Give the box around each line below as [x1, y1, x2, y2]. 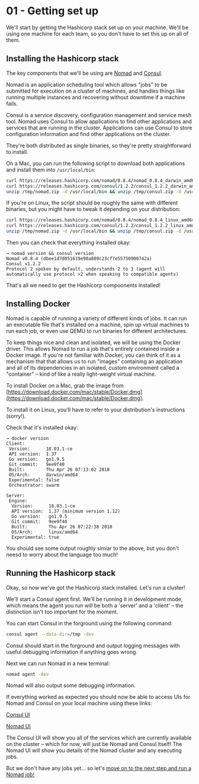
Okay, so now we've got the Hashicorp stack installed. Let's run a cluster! [6, 584, 185, 591]
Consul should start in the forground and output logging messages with [6, 642, 181, 649]
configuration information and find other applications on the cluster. [6, 130, 171, 137]
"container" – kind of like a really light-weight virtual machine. [6, 370, 156, 377]
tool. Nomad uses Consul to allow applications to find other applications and [6, 118, 192, 125]
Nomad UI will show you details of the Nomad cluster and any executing [6, 747, 182, 754]
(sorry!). [6, 412, 26, 420]
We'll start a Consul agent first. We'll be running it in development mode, [6, 596, 183, 603]
